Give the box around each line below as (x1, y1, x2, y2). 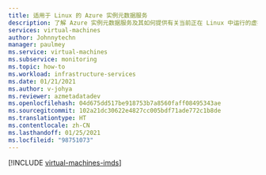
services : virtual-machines (8, 26, 101, 34)
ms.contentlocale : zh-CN (8, 121, 90, 129)
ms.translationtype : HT (8, 114, 87, 122)
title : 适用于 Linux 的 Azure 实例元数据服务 (8, 11, 148, 20)
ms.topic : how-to (8, 63, 66, 71)
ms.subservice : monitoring (8, 56, 97, 64)
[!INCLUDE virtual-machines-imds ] (8, 158, 122, 167)
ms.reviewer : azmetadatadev (8, 92, 101, 100)
